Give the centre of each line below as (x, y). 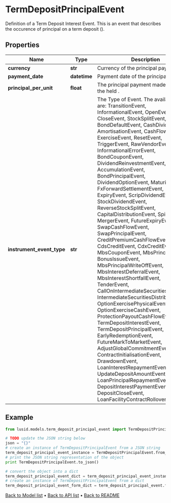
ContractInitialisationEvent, (130, 354)
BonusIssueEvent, (119, 259)
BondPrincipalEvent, (122, 176)
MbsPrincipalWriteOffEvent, (131, 265)
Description (146, 59)
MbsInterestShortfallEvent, (129, 278)
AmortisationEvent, (120, 131)
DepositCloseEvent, (121, 393)
